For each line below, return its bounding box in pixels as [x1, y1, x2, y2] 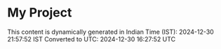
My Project [7, 5, 72, 21]
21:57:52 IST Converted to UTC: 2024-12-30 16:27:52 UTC [7, 35, 176, 43]
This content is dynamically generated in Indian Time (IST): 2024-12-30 [7, 28, 214, 36]
